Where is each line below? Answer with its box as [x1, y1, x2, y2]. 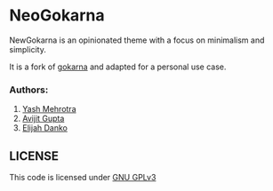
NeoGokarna [9, 5, 105, 26]
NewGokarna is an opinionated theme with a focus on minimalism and [9, 35, 265, 45]
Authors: [9, 84, 49, 96]
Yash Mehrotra [21, 104, 77, 115]
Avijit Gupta [21, 113, 65, 124]
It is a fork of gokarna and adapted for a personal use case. [9, 61, 227, 72]
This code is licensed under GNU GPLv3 [9, 172, 157, 183]
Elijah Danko [21, 123, 68, 133]
